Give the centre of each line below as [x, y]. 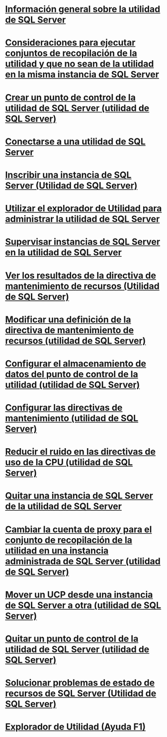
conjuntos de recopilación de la [71, 53]
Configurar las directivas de [64, 408]
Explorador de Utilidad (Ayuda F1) [75, 727]
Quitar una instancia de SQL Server [79, 496]
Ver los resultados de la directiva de [81, 275]
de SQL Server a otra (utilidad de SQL [83, 605]
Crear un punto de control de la [70, 97]
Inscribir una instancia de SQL [68, 175]
